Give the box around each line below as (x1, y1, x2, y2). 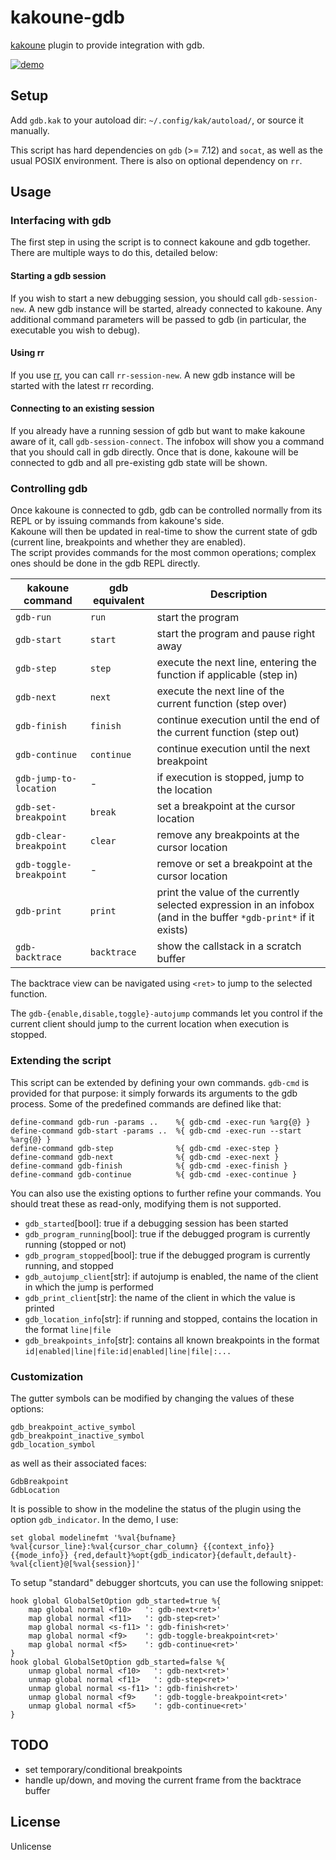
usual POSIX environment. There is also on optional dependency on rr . (10, 154, 303, 166)
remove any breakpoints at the (156, 828, 300, 842)
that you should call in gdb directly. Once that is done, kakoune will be (10, 446, 299, 458)
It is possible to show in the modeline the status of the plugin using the (10, 1502, 302, 1515)
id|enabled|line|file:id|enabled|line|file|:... (24, 1346, 232, 1356)
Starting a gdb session (10, 270, 107, 282)
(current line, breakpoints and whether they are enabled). (10, 536, 247, 548)
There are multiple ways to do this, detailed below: (10, 247, 218, 259)
